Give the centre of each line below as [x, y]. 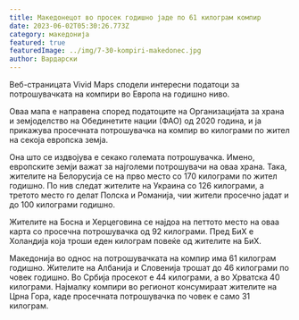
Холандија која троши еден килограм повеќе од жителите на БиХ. [135, 241]
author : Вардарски [43, 59]
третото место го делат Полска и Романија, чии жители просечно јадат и [149, 195]
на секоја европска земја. [59, 140]
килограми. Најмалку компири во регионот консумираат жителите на [143, 286]
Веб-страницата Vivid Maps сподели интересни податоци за [125, 84]
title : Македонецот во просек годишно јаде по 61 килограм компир [135, 17]
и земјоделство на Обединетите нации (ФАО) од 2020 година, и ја [135, 121]
